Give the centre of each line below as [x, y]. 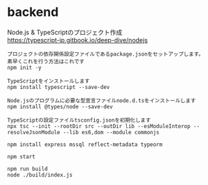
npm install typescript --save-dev [59, 87]
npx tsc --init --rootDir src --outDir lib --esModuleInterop [99, 126]
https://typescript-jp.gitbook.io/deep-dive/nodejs [77, 40]
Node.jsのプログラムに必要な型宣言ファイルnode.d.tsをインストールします [102, 100]
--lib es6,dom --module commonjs [111, 132]
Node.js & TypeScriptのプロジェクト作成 [65, 32]
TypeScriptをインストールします [49, 81]
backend [33, 12]
